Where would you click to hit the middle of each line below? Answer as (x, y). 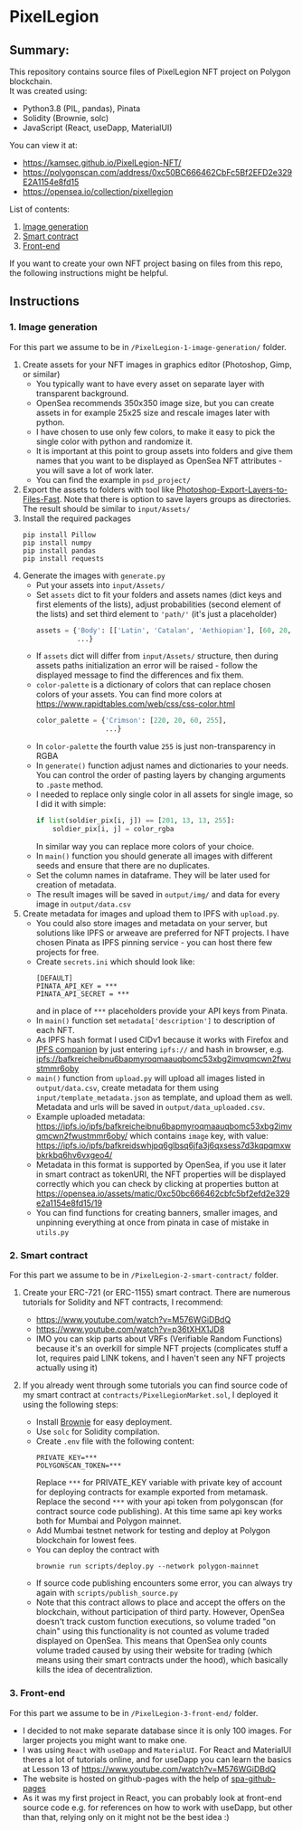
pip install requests (63, 558)
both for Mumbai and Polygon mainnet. (109, 1521)
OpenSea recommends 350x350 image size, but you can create (155, 403)
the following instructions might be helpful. (89, 273)
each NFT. (55, 1029)
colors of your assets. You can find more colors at (129, 695)
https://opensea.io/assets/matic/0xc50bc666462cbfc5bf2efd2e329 (163, 1193)
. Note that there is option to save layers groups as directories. (175, 498)
